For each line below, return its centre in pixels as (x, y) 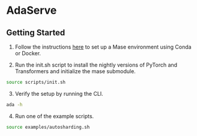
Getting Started (36, 33)
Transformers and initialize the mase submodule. (75, 71)
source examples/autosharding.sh (48, 127)
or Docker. (28, 53)
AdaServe (32, 10)
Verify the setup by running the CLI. (59, 93)
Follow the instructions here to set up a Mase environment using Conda (103, 47)
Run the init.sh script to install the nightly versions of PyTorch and (96, 65)
